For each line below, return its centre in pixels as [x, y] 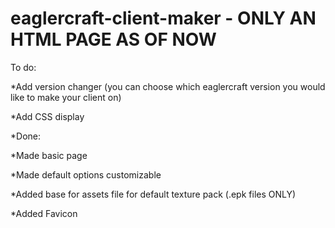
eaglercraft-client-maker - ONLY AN [163, 18]
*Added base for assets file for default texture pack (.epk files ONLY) [153, 194]
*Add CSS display [47, 116]
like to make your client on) [66, 97]
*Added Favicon [44, 213]
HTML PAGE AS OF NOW [113, 39]
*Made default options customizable [86, 174]
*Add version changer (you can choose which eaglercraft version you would [168, 86]
